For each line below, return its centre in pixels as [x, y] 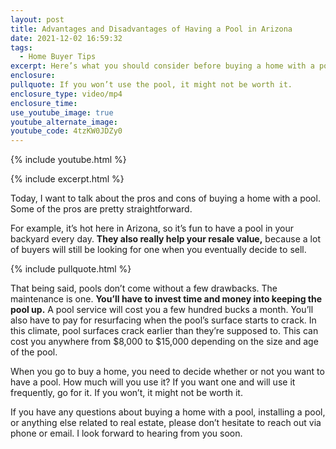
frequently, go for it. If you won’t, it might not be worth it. [126, 393]
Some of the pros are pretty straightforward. [101, 209]
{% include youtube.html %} [68, 160]
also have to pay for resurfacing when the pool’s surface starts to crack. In [163, 320]
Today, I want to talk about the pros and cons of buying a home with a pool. [165, 198]
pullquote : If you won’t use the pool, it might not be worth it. [151, 85]
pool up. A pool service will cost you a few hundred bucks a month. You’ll [162, 310]
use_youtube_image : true [62, 112]
